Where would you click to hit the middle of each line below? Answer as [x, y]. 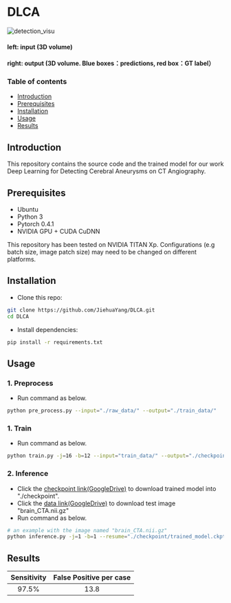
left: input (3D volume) [40, 47]
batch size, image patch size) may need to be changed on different [102, 252]
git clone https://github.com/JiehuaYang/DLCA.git [81, 310]
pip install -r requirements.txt [55, 342]
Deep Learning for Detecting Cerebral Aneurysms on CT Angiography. [107, 171]
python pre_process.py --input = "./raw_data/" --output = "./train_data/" [112, 411]
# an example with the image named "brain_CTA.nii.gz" [87, 530]
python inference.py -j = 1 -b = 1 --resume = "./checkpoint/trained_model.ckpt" [118, 537]
